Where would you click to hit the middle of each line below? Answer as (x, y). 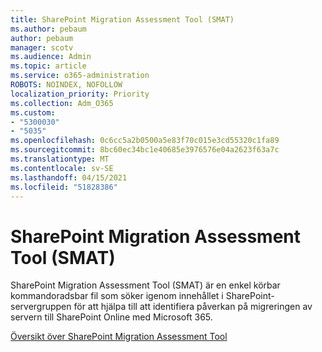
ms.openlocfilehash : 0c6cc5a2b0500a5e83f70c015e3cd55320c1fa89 (145, 141)
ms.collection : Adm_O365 (62, 103)
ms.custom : (33, 112)
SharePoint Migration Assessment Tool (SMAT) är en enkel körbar (145, 285)
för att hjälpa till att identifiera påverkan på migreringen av (193, 307)
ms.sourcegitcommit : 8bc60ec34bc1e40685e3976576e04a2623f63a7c (145, 150)
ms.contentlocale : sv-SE (62, 168)
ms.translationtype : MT (60, 159)
